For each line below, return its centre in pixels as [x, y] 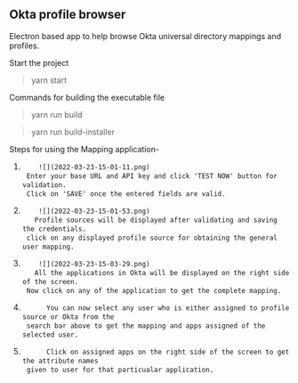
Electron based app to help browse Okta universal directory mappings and [145, 36]
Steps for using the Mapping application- [85, 149]
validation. [44, 185]
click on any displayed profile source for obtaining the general [152, 238]
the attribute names [60, 361]
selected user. [50, 334]
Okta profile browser [68, 15]
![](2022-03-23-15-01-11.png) [94, 167]
